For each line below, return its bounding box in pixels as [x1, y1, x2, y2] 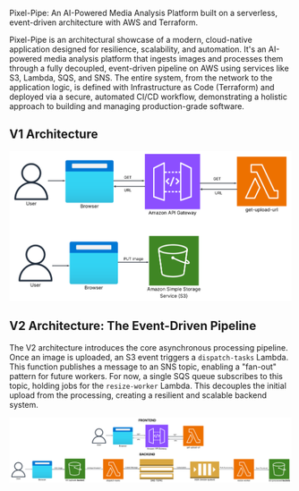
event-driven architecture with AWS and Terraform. [9, 17, 199, 28]
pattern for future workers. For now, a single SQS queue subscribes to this [9, 370, 284, 381]
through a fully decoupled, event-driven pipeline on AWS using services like [9, 63, 289, 73]
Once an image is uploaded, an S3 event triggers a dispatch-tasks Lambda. [9, 351, 289, 362]
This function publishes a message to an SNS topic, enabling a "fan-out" [9, 361, 278, 372]
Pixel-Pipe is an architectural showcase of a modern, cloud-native [9, 35, 252, 45]
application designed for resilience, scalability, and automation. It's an [9, 44, 267, 55]
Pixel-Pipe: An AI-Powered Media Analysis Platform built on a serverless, [9, 8, 278, 18]
